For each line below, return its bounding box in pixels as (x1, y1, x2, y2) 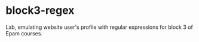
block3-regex (5, 4, 75, 17)
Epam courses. (5, 29, 43, 37)
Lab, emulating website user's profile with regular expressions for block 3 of (5, 23, 194, 31)
